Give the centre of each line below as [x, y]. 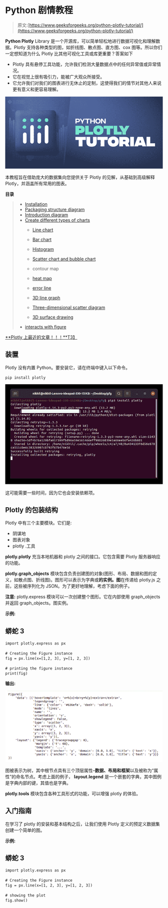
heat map [42, 278]
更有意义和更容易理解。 [36, 89]
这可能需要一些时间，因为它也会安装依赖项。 [51, 493]
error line [42, 288]
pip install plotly [25, 378]
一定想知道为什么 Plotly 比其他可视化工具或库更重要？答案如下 [69, 54]
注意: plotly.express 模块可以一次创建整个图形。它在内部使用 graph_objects [83, 597]
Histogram [43, 249]
